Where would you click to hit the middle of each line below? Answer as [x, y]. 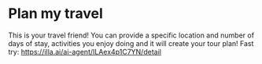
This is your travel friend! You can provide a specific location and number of [131, 35]
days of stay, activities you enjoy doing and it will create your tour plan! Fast [131, 43]
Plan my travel [56, 14]
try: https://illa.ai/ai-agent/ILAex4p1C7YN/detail [85, 52]
